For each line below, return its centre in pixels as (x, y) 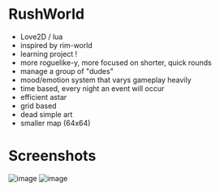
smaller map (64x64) (55, 123)
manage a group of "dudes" (67, 71)
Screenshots (52, 156)
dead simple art (46, 114)
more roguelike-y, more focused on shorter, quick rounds (116, 63)
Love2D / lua (41, 37)
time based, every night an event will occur (92, 88)
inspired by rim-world (56, 45)
